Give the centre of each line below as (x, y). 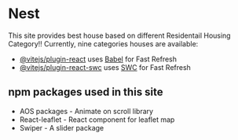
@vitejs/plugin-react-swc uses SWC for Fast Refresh (105, 67)
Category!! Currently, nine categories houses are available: (103, 43)
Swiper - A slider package (62, 127)
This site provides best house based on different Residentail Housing (119, 35)
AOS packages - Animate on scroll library (86, 111)
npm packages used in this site (86, 92)
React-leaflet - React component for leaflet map (97, 120)
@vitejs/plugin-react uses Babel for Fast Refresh (98, 59)
